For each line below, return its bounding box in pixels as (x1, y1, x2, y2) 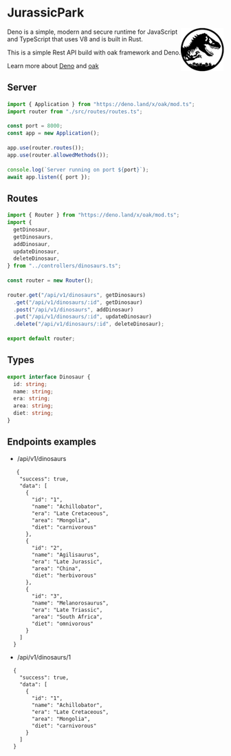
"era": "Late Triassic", (32, 606, 103, 613)
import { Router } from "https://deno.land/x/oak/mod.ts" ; (7, 212, 180, 218)
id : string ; (13, 380, 48, 387)
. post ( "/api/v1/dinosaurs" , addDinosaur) (13, 306, 134, 313)
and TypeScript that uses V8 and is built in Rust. (7, 34, 143, 43)
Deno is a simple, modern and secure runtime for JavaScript (7, 28, 177, 36)
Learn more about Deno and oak (7, 61, 99, 70)
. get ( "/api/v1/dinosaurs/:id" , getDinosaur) (13, 298, 143, 306)
